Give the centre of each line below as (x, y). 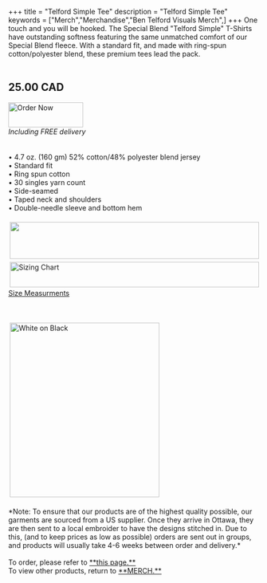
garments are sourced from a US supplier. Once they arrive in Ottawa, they (131, 520)
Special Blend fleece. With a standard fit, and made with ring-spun (118, 45)
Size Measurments (39, 293)
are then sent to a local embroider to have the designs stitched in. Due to (128, 528)
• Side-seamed (33, 191)
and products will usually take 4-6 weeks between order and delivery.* (125, 545)
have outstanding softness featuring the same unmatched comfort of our (128, 37)
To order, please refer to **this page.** (72, 562)
